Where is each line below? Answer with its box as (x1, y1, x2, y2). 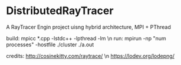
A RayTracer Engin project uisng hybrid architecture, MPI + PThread (6, 23, 171, 30)
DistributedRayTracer (6, 4, 114, 18)
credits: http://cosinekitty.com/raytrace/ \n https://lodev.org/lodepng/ (6, 52, 175, 59)
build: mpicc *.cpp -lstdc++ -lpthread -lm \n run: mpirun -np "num (6, 35, 166, 42)
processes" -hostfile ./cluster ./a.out (6, 41, 94, 48)
